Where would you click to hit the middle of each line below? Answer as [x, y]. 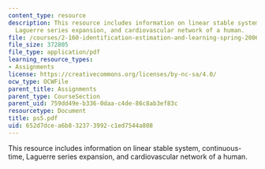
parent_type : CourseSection [54, 96]
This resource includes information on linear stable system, [105, 148]
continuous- [222, 148]
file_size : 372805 [38, 45]
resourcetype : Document [47, 111]
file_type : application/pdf [54, 52]
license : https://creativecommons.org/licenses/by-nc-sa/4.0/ [112, 74]
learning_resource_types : [50, 60]
